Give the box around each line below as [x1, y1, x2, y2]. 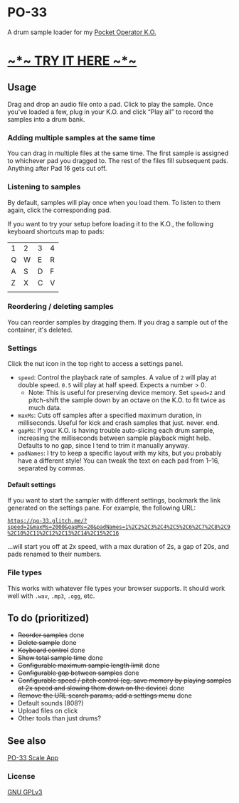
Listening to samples [7, 182, 81, 192]
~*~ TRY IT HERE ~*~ [7, 53, 137, 69]
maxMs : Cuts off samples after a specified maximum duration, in [17, 411, 202, 420]
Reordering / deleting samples [7, 302, 114, 312]
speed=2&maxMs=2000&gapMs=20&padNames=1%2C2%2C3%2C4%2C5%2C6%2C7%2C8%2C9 [7, 524, 231, 531]
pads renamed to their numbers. [7, 550, 102, 559]
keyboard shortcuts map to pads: [7, 227, 105, 236]
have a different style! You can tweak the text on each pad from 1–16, [17, 456, 220, 465]
